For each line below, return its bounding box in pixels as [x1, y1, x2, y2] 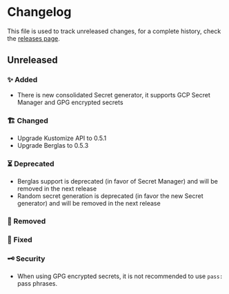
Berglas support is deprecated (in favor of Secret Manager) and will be [17, 177, 219, 186]
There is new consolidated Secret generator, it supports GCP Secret [17, 90, 210, 99]
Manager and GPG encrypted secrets [17, 98, 123, 106]
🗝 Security [7, 253, 46, 263]
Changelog [7, 4, 72, 20]
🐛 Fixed [7, 235, 32, 245]
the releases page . [7, 34, 60, 42]
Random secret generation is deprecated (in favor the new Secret [17, 192, 203, 200]
